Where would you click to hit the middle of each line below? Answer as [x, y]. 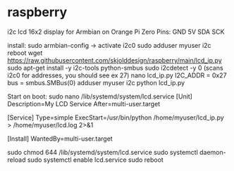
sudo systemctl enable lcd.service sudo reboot [95, 160]
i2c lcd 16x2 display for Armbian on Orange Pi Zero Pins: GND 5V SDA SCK [116, 32]
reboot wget [25, 53]
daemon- [213, 152]
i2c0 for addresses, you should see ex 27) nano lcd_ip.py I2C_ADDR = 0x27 [117, 75]
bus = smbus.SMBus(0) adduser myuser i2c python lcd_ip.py [96, 82]
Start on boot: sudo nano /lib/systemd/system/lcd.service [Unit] [100, 96]
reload [17, 160]
